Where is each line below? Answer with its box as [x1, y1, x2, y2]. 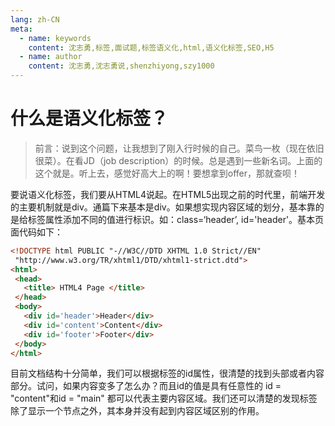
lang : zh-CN [10, 14, 60, 25]
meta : [10, 24, 33, 34]
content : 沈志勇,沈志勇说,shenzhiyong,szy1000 [28, 61, 215, 71]
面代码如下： [10, 226, 63, 238]
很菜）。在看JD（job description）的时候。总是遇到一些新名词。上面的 [34, 154, 323, 166]
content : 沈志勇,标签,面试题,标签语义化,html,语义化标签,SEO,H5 [28, 42, 275, 53]
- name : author [19, 52, 83, 62]
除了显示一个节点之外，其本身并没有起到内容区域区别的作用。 [10, 405, 265, 417]
